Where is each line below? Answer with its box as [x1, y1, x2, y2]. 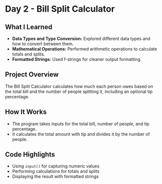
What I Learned [5, 23, 53, 31]
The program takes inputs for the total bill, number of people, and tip [12, 121, 150, 127]
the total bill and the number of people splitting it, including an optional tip [5, 89, 153, 94]
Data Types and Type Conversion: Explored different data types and [12, 36, 151, 41]
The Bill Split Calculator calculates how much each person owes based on [5, 83, 153, 89]
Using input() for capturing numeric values [12, 163, 100, 169]
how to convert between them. [12, 41, 74, 47]
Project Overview [5, 71, 59, 79]
